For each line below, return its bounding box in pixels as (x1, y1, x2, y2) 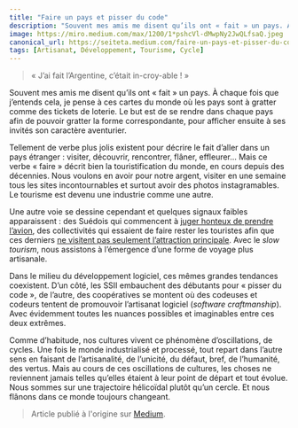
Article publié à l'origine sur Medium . (30, 409, 166, 419)
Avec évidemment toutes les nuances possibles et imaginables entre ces (9, 308, 275, 319)
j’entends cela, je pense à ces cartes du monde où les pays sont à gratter (9, 97, 277, 107)
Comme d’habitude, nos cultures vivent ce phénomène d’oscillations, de (9, 335, 273, 346)
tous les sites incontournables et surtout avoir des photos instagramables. (9, 180, 279, 191)
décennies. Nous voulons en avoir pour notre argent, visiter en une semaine (9, 170, 286, 182)
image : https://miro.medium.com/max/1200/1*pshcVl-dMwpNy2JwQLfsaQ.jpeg (9, 29, 284, 38)
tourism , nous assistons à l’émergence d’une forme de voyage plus (9, 245, 255, 255)
